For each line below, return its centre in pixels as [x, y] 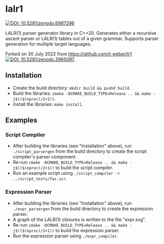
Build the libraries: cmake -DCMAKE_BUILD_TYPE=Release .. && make [82, 93]
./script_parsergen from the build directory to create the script [80, 151]
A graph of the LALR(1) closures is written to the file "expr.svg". [79, 219]
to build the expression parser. [88, 230]
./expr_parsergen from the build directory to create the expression [83, 209]
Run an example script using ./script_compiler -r [66, 173]
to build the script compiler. [85, 168]
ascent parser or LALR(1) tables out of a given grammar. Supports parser [82, 38]
